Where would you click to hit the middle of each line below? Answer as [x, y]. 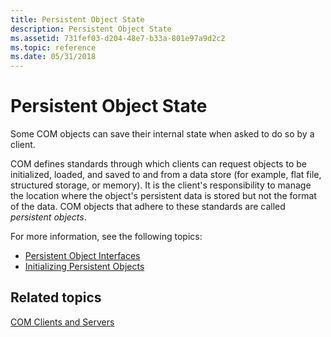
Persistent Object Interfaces [82, 256]
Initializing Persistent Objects [84, 267]
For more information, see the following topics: [106, 237]
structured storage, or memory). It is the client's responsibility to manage [161, 185]
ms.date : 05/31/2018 [53, 57]
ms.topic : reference [53, 47]
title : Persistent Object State [77, 19]
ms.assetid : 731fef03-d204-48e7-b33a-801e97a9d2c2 [118, 38]
